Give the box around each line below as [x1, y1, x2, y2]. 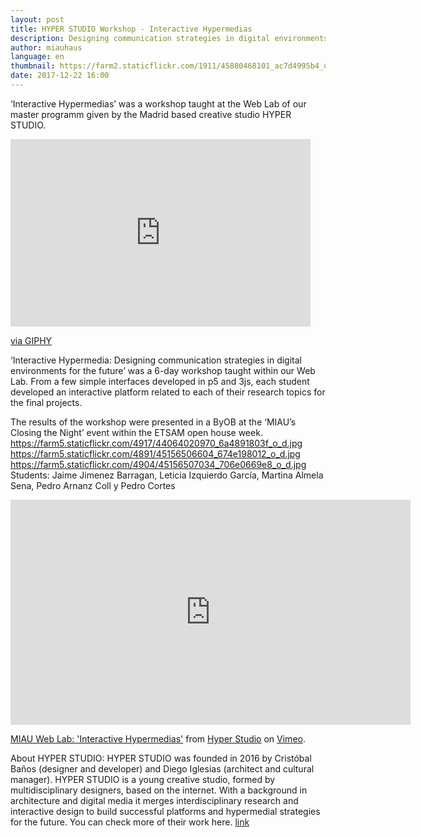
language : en [10, 52, 65, 62]
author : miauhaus [10, 42, 83, 53]
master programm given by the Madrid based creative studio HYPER [10, 108, 292, 120]
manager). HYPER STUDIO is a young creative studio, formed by [10, 773, 276, 785]
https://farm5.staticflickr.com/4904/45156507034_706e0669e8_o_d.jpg [10, 458, 307, 470]
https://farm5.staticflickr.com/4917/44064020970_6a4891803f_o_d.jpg [10, 437, 303, 449]
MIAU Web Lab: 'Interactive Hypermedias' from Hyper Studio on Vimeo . [10, 732, 306, 745]
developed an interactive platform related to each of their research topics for [10, 386, 326, 398]
